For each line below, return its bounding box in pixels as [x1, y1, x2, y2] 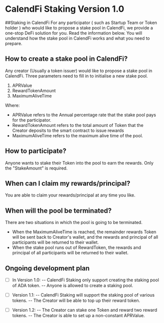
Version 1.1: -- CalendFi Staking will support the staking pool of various [12, 292, 155, 298]
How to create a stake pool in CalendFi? [5, 55, 128, 63]
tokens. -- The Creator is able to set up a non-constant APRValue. [12, 313, 145, 319]
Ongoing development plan [5, 264, 90, 273]
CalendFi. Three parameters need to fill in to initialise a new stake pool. [5, 73, 148, 79]
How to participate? [5, 147, 67, 155]
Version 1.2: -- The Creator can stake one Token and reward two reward [12, 307, 158, 313]
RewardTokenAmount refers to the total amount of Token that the [12, 122, 143, 128]
